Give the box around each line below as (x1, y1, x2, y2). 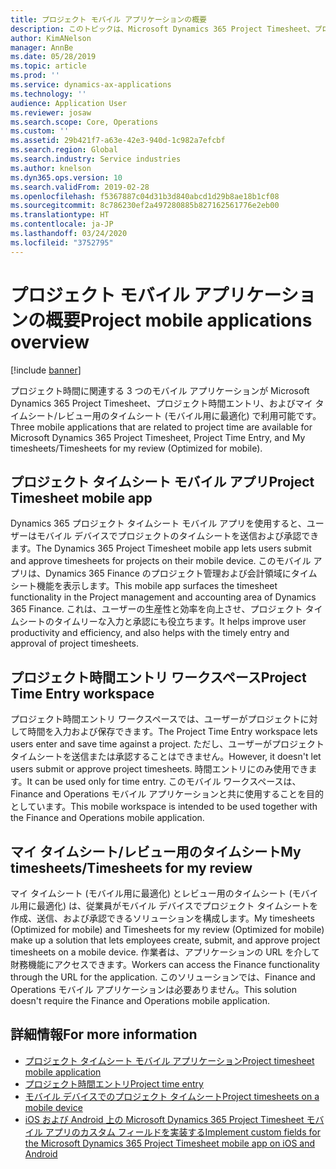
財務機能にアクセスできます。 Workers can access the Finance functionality (10, 959, 320, 970)
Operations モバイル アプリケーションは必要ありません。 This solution (10, 984, 297, 995)
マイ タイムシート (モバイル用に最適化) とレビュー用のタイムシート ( (10, 887, 293, 899)
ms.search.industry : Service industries (10, 154, 182, 164)
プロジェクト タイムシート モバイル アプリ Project (10, 473, 315, 490)
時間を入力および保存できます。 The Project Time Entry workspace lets (27, 726, 318, 738)
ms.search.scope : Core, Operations (10, 117, 159, 127)
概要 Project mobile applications (45, 309, 313, 331)
